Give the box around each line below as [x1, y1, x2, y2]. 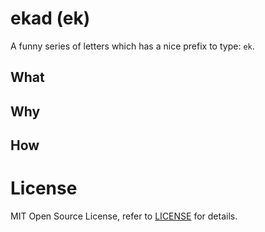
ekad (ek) [10, 7, 91, 30]
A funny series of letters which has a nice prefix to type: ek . [10, 40, 255, 52]
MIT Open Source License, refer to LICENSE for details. [10, 210, 238, 222]
